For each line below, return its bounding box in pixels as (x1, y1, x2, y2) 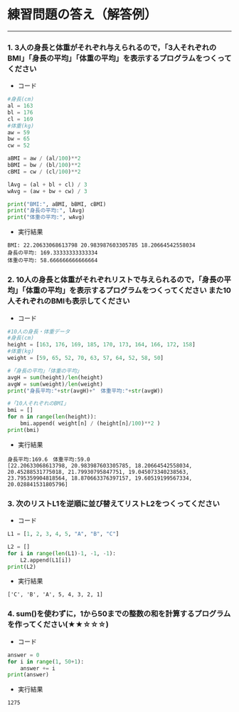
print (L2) (7, 563, 37, 570)
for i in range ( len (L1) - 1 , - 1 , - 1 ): (7, 550, 116, 557)
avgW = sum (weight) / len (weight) (7, 381, 103, 388)
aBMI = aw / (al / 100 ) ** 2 (7, 155, 81, 162)
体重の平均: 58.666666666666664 (7, 257, 98, 264)
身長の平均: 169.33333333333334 (7, 249, 98, 257)
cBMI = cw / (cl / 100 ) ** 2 (7, 168, 81, 175)
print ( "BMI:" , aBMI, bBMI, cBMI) (7, 200, 107, 207)
